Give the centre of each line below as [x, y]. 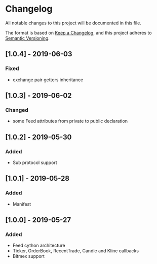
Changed [17, 110]
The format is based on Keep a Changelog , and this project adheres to [78, 32]
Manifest [22, 204]
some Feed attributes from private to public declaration [70, 121]
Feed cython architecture [39, 245]
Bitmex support [28, 256]
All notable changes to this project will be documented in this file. [73, 23]
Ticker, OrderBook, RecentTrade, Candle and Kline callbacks [76, 251]
